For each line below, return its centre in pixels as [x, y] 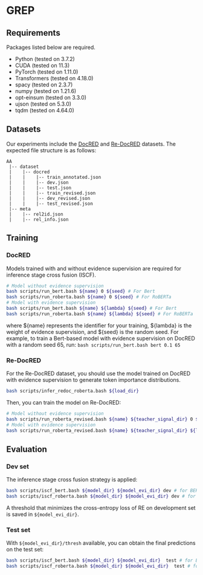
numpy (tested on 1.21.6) [46, 91]
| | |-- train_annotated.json [55, 177]
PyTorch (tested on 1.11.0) [47, 72]
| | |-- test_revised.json [51, 204]
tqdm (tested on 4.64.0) [44, 110]
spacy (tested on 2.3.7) [44, 85]
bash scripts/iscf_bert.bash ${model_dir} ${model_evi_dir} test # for [100, 561]
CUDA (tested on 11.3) [42, 65]
